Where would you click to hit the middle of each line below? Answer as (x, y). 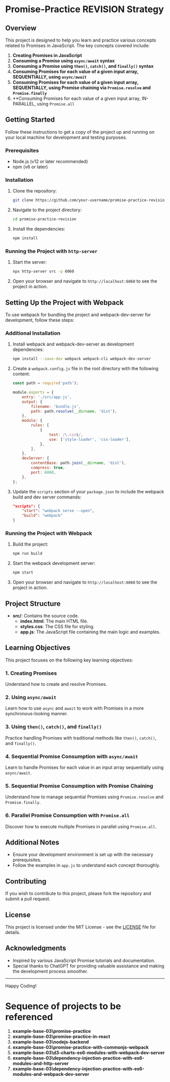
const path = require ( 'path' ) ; (46, 383)
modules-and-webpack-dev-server (51, 1074)
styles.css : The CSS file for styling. (57, 626)
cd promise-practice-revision (45, 219)
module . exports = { (33, 393)
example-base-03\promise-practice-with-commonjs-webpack (81, 1047)
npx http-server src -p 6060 (43, 272)
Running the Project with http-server (51, 251)
